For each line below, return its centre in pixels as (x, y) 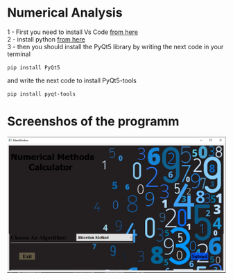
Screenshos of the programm (93, 122)
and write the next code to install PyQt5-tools (72, 80)
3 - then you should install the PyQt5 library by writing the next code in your (115, 46)
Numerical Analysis (65, 13)
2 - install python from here (46, 39)
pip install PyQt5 (34, 67)
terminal (19, 54)
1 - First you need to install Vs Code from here (73, 32)
